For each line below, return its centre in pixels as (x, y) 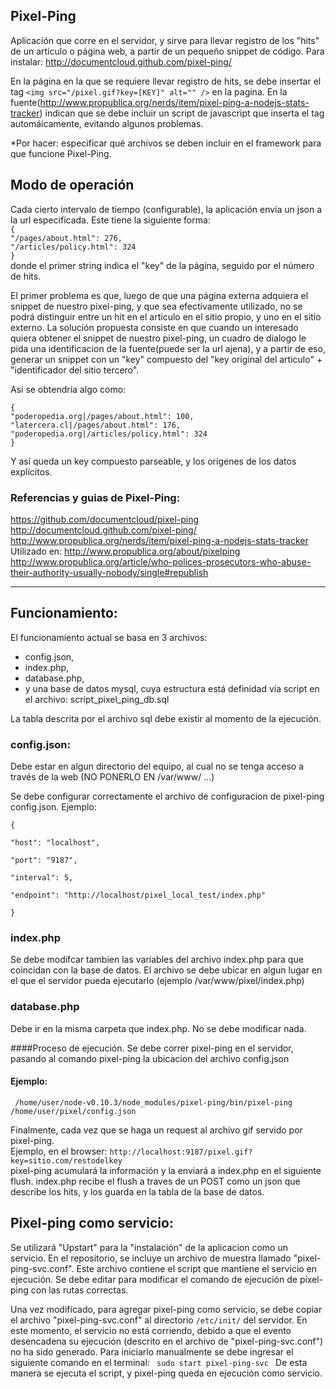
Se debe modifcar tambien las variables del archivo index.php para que (157, 960)
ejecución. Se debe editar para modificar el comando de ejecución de (154, 1279)
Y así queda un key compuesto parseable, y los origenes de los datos (153, 461)
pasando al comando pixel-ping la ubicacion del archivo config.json (150, 1058)
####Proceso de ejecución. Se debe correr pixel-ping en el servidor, (152, 1048)
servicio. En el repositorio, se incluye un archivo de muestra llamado (151, 1258)
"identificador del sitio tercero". (75, 370)
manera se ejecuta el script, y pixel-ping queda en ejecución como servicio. (166, 1373)
